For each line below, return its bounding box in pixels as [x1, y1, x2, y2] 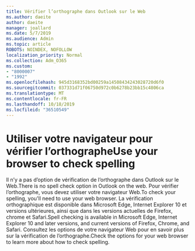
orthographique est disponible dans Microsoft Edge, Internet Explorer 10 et [6, 201, 187, 208]
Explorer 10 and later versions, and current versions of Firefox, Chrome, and [6, 220, 190, 227]
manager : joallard [6, 25, 51, 31]
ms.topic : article [6, 42, 51, 48]
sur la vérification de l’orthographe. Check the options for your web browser [6, 232, 189, 239]
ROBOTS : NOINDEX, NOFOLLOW [6, 47, 72, 53]
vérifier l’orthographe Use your [6, 144, 158, 158]
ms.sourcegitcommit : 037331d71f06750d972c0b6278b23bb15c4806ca [6, 85, 164, 91]
